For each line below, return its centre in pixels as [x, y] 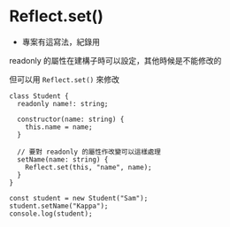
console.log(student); [51, 214]
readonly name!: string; [63, 103]
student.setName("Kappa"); [59, 206]
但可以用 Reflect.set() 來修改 [64, 79]
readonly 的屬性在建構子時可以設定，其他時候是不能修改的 [115, 60]
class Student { [39, 96]
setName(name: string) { [63, 159]
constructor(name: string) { [71, 119]
